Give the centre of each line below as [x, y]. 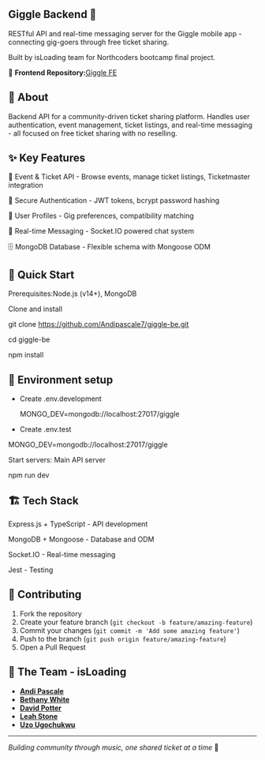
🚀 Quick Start [41, 274]
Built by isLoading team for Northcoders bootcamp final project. [112, 57]
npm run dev [29, 475]
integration [26, 185]
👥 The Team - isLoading [67, 672]
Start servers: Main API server [57, 460]
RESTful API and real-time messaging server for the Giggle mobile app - [125, 33]
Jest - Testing [31, 570]
